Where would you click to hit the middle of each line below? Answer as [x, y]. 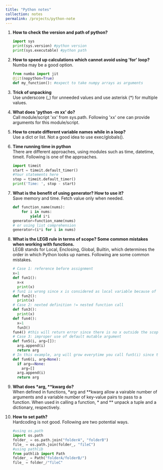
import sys [24, 41]
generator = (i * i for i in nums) [44, 230]
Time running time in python [42, 146]
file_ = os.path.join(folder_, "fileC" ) [54, 444]
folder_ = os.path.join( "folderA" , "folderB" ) [60, 440]
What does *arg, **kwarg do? [43, 387]
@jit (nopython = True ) [33, 78]
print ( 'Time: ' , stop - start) [44, 184]
